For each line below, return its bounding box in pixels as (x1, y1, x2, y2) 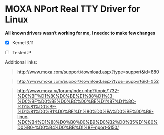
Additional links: (5, 59, 38, 65)
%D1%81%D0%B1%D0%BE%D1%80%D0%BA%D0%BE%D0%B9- (17, 109, 154, 115)
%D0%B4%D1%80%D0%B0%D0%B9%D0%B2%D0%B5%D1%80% (17, 119, 158, 125)
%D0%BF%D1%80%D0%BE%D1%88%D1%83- (17, 93, 115, 99)
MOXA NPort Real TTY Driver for (5, 3, 140, 15)
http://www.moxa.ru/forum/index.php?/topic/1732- (17, 88, 119, 94)
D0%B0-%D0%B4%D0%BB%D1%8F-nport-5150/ (17, 124, 119, 131)
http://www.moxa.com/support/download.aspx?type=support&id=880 (17, 69, 159, 75)
